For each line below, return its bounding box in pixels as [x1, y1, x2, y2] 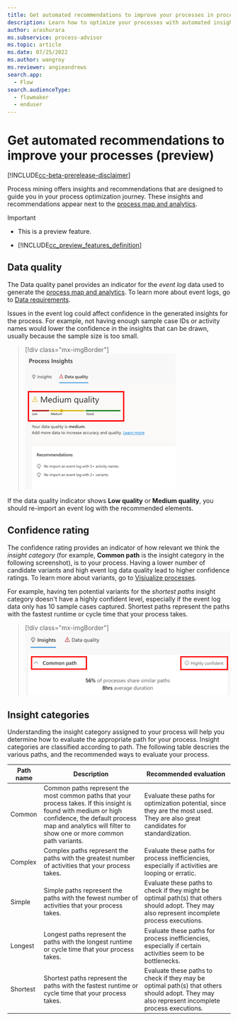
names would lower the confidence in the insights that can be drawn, [7, 324, 209, 332]
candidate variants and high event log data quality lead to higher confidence [7, 565, 230, 574]
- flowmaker [13, 94, 50, 101]
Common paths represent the [43, 784, 130, 792]
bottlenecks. [144, 957, 181, 965]
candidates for [144, 821, 187, 830]
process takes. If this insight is [43, 799, 132, 807]
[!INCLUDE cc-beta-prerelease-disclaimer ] [7, 171, 131, 180]
